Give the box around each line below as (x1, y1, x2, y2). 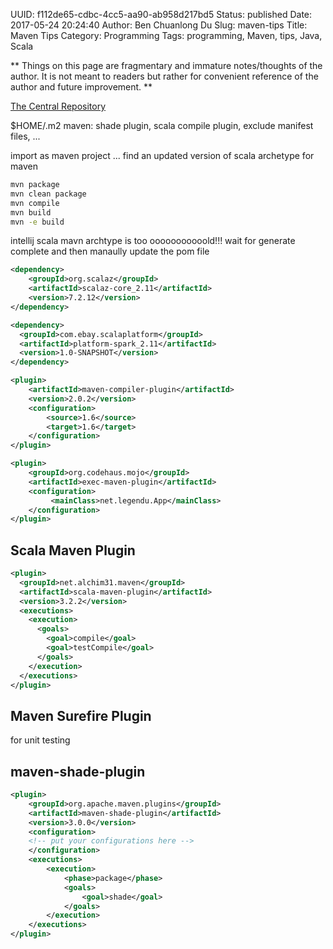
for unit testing (10, 734, 71, 746)
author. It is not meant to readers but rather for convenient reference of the (10, 70, 319, 82)
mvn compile (10, 198, 60, 208)
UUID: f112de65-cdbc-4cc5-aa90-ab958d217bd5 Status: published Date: (10, 9, 313, 20)
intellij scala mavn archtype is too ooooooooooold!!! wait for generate (10, 235, 296, 247)
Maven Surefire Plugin (10, 707, 152, 724)
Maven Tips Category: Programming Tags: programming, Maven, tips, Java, (10, 30, 323, 41)
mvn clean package (10, 189, 87, 199)
